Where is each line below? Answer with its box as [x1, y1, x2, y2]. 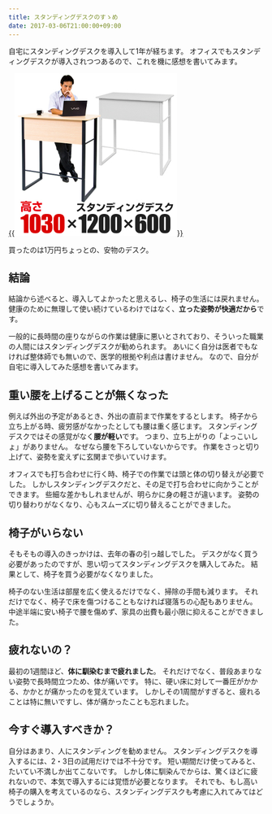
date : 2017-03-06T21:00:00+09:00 [8, 21, 122, 30]
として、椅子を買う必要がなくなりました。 [15, 569, 158, 579]
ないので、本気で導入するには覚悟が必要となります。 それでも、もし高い [15, 777, 258, 786]
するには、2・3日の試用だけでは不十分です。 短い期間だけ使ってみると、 [15, 756, 260, 766]
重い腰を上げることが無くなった [8, 388, 169, 402]
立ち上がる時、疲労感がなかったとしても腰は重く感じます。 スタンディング [8, 421, 258, 431]
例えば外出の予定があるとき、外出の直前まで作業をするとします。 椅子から [8, 411, 258, 421]
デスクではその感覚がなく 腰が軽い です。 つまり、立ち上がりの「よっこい [8, 432, 252, 442]
